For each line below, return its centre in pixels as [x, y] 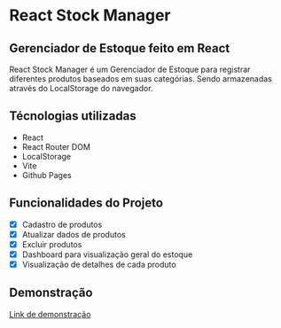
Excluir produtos [52, 244]
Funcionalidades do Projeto [86, 203]
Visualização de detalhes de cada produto [99, 264]
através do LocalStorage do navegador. [81, 88]
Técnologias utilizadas [73, 116]
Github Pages [47, 175]
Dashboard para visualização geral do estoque [107, 254]
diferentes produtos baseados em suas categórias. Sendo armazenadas [140, 79]
